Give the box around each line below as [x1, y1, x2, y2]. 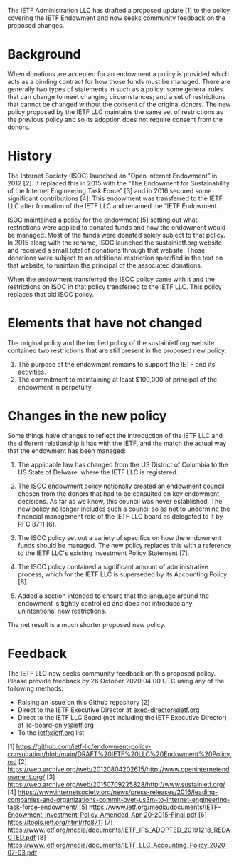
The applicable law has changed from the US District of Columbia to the [17, 460, 229, 469]
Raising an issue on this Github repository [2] [17, 698, 150, 706]
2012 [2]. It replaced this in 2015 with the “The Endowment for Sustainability [7, 178, 230, 188]
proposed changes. [7, 21, 65, 29]
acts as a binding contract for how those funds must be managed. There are [7, 77, 231, 86]
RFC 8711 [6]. [17, 519, 57, 528]
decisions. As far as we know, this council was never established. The [17, 497, 223, 505]
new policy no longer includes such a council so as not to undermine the [17, 504, 230, 513]
